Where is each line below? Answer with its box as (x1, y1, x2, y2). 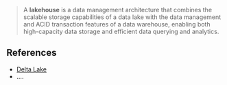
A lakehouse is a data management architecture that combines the (23, 6, 213, 14)
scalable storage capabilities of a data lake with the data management (23, 13, 221, 21)
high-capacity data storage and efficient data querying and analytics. (23, 27, 219, 35)
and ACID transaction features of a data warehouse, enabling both (23, 20, 211, 28)
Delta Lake (16, 65, 47, 73)
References (6, 47, 57, 58)
